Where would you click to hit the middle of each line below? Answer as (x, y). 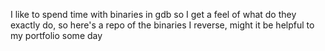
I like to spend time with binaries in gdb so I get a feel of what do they (153, 14)
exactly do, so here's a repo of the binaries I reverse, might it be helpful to (162, 25)
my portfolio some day (56, 35)
